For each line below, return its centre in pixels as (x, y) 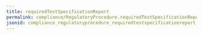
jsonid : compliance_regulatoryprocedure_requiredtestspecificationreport (101, 23)
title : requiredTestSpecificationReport (58, 12)
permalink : (20, 17)
